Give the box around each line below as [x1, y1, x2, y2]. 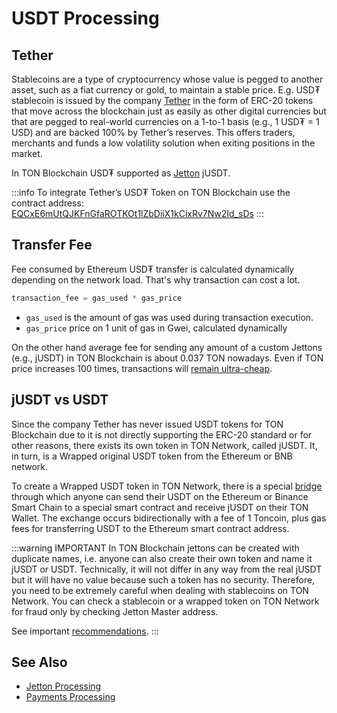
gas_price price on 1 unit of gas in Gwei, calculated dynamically [25, 322, 288, 334]
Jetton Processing [25, 680, 102, 692]
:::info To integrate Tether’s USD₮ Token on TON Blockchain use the [11, 187, 291, 198]
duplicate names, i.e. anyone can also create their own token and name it [11, 552, 313, 564]
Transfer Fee [11, 237, 93, 254]
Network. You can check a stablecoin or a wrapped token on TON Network [11, 595, 320, 607]
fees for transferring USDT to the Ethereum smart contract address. [11, 522, 290, 534]
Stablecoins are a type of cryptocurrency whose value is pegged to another [11, 73, 324, 85]
